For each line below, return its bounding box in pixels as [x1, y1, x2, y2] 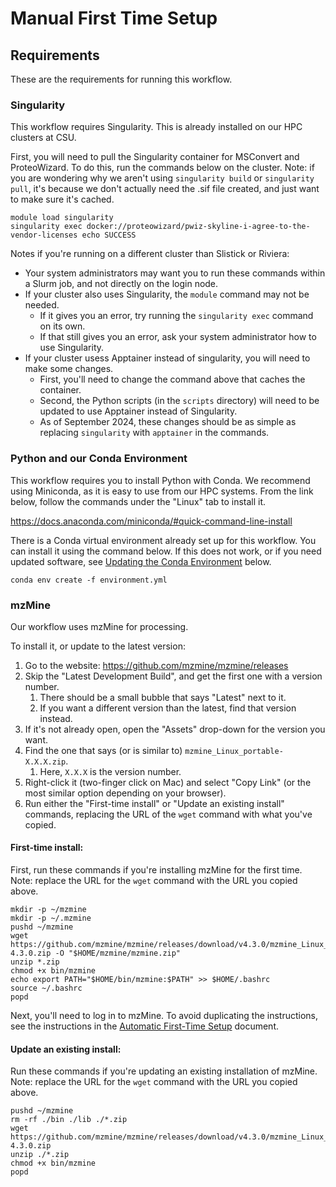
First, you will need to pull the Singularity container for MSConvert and [10, 151, 300, 163]
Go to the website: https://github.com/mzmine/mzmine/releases [24, 659, 289, 671]
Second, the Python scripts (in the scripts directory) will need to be [39, 395, 320, 407]
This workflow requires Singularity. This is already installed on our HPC [10, 121, 303, 133]
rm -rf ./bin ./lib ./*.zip [10, 1115, 128, 1125]
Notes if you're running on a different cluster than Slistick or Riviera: [10, 248, 290, 260]
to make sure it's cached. [10, 193, 115, 206]
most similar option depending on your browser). [24, 787, 227, 799]
